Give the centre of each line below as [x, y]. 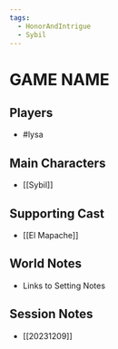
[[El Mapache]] [50, 235]
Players [31, 113]
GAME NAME [60, 79]
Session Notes [51, 314]
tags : [20, 18]
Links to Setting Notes [64, 286]
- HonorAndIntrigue [54, 26]
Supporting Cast [57, 213]
